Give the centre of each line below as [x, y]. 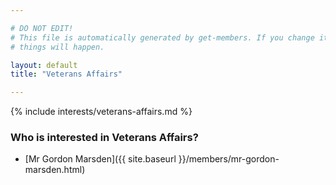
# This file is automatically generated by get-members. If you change [162, 37]
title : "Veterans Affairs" [66, 74]
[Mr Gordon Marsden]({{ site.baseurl [100, 159]
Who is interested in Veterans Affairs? [104, 138]
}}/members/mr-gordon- [229, 159]
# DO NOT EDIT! [42, 28]
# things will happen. [57, 47]
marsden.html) [55, 170]
